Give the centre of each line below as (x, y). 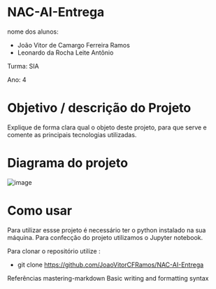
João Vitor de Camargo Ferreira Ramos (74, 45)
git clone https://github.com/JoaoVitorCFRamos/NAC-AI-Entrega (110, 265)
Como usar (40, 211)
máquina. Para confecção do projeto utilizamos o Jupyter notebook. (105, 237)
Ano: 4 (17, 79)
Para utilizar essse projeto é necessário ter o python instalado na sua (107, 230)
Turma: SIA (23, 66)
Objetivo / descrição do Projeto (99, 108)
